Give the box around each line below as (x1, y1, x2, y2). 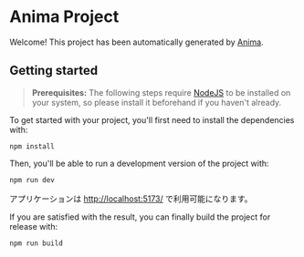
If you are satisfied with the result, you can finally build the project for (9, 211, 271, 222)
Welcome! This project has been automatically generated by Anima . (9, 36, 264, 47)
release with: (9, 221, 58, 231)
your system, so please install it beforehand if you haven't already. (31, 97, 282, 108)
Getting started (9, 63, 99, 78)
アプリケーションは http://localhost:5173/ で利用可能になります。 (9, 193, 253, 204)
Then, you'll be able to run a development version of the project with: (9, 158, 269, 169)
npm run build (9, 239, 64, 248)
